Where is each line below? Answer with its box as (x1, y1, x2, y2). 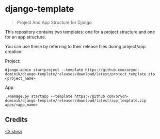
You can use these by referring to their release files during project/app (5, 43, 146, 49)
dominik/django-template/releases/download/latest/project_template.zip (5, 71, 155, 76)
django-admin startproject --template (5, 67, 83, 72)
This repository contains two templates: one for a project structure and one (5, 29, 155, 35)
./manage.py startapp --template (5, 94, 73, 99)
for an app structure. (5, 34, 46, 40)
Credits (5, 116, 28, 124)
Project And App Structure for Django (16, 19, 92, 25)
